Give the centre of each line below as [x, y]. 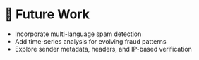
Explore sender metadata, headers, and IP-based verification [103, 49]
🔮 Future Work [47, 14]
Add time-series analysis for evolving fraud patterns [90, 41]
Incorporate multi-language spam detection [78, 34]
